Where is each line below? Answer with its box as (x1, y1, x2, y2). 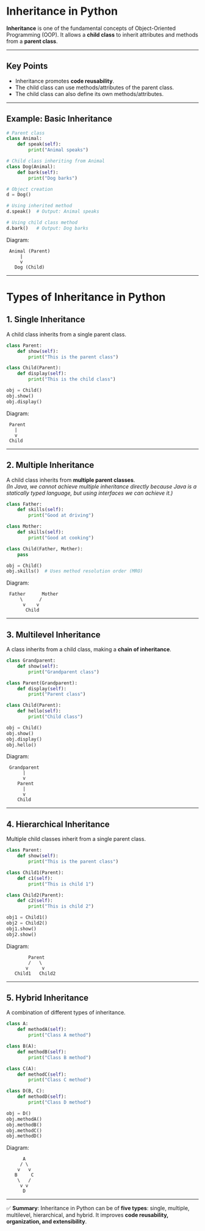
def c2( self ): (17, 898, 53, 904)
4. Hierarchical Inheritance (6, 819, 110, 829)
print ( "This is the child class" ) (28, 376, 116, 383)
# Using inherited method (6, 203, 72, 209)
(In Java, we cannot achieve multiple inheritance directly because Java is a (6, 482, 197, 490)
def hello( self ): (17, 708, 62, 714)
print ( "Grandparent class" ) (28, 668, 99, 675)
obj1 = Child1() (6, 914, 48, 921)
